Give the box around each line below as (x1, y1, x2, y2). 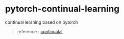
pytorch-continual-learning (5, 3, 120, 14)
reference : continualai (17, 28, 63, 34)
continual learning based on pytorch (5, 19, 78, 25)
